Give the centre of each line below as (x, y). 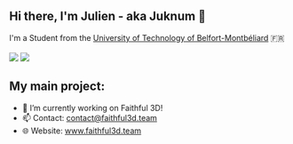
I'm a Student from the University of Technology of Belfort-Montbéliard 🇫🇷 (147, 37)
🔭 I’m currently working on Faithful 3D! (92, 108)
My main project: (57, 87)
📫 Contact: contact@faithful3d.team (90, 117)
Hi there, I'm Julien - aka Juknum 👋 (107, 16)
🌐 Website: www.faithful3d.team (82, 131)
